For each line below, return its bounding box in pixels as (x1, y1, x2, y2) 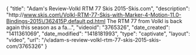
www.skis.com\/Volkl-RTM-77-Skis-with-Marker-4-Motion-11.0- (23, 11, 182, 18)
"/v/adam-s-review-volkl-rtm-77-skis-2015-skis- (41, 37, 161, 43)
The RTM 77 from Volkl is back (106, 18, 182, 24)
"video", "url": (6, 37, 41, 43)
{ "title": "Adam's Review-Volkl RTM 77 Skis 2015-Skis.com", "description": (6, 5, 190, 12)
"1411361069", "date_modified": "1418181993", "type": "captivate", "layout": (6, 30, 190, 37)
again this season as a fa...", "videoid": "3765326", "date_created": (6, 24, 170, 31)
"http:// (6, 11, 24, 18)
